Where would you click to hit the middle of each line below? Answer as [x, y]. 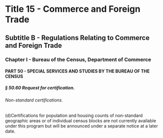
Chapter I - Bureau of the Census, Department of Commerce [78, 59]
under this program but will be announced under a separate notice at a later [81, 126]
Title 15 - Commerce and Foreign [73, 9]
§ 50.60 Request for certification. [40, 88]
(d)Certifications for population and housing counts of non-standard [74, 115]
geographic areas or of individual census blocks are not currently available [81, 121]
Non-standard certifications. [34, 100]
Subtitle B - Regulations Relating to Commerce [77, 38]
